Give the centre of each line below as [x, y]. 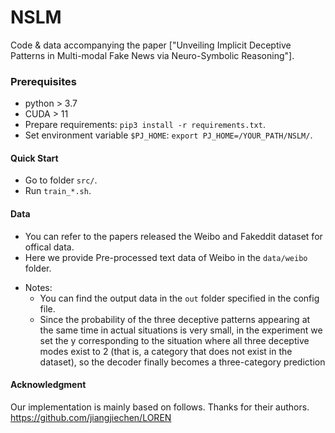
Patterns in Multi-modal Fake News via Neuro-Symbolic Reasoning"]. [152, 55]
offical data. [49, 247]
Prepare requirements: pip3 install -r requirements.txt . [145, 125]
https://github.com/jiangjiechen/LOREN [91, 417]
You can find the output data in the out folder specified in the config [179, 298]
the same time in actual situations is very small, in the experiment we [181, 330]
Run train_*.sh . [58, 191]
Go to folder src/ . [61, 180]
